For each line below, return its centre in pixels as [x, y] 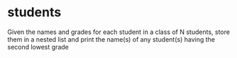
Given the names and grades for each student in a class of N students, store [119, 32]
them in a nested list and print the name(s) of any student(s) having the [111, 39]
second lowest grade [38, 47]
